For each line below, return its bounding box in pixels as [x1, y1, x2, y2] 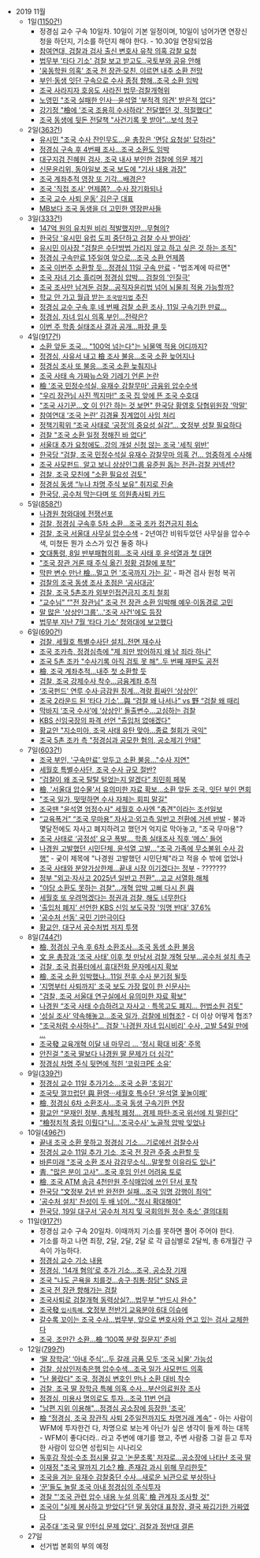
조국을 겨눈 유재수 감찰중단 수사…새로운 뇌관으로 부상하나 [39, 1472, 217, 1482]
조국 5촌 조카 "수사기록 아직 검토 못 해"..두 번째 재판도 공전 [39, 657, 219, 666]
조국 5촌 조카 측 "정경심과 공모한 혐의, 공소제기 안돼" [39, 736, 201, 744]
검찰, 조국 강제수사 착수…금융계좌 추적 [39, 677, 158, 685]
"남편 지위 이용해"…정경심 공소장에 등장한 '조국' [39, 1404, 187, 1412]
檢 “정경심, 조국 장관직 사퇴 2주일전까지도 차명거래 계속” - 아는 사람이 [39, 1413, 253, 1423]
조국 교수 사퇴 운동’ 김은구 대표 [39, 194, 134, 203]
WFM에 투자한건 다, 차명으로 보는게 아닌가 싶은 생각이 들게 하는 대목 [39, 1423, 250, 1432]
